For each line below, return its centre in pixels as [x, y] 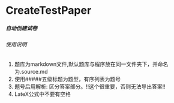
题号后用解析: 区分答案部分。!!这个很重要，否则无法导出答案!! [90, 86]
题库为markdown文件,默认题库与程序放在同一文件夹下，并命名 [91, 64]
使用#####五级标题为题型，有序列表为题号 [67, 79]
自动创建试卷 [21, 28]
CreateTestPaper [49, 10]
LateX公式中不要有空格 [43, 94]
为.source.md [31, 71]
